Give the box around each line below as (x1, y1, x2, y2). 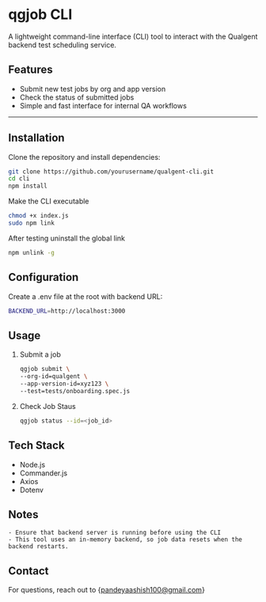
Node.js (19, 460, 46, 469)
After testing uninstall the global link (8, 233, 125, 243)
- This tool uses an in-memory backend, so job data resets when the (8, 536, 243, 543)
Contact (8, 564, 49, 577)
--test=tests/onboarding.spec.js (19, 387, 131, 395)
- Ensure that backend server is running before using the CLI (8, 528, 222, 537)
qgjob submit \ (19, 365, 70, 373)
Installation (8, 131, 65, 145)
